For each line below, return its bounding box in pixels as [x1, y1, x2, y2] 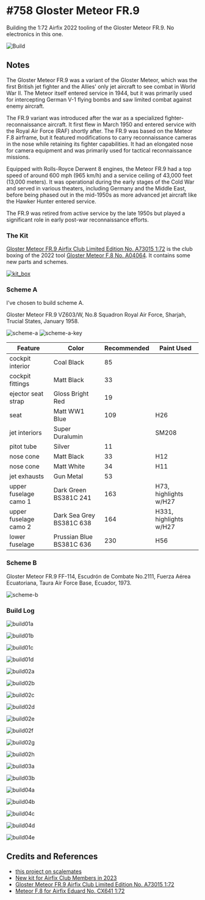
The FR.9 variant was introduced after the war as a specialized [6, 114, 164, 121]
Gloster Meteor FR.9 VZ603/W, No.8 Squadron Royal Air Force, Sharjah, [6, 311, 187, 318]
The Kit [6, 231, 29, 239]
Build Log [6, 606, 35, 615]
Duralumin [53, 432, 84, 441]
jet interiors [9, 429, 42, 437]
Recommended [104, 344, 149, 353]
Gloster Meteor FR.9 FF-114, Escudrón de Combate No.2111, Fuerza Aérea [6, 572, 191, 580]
